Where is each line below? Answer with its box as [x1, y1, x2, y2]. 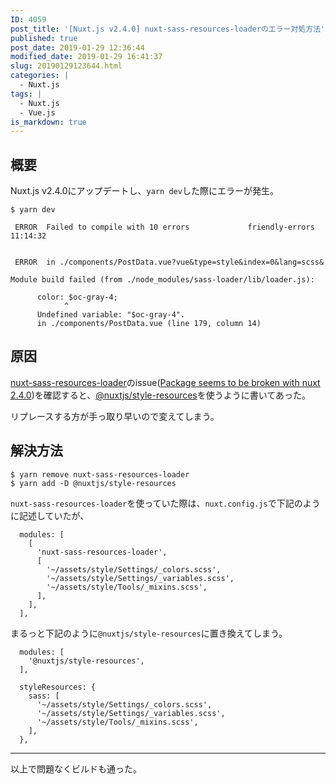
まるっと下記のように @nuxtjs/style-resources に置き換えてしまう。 [10, 627, 288, 639]
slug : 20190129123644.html [10, 61, 123, 71]
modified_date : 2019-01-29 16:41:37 [10, 52, 163, 62]
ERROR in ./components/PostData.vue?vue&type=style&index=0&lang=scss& [14, 257, 325, 268]
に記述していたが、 [10, 509, 90, 521]
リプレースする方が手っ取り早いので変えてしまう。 [10, 410, 220, 422]
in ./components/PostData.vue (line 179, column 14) [36, 319, 262, 329]
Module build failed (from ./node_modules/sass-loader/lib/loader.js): [10, 275, 315, 285]
